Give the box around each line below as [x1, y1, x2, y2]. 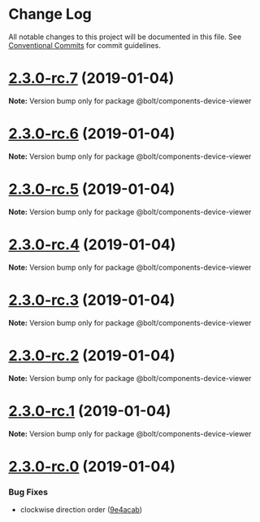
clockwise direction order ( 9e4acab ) [19, 504, 143, 514]
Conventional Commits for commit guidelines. [8, 40, 161, 50]
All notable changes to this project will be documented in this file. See [8, 32, 242, 42]
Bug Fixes [8, 486, 49, 498]
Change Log [8, 5, 92, 24]
